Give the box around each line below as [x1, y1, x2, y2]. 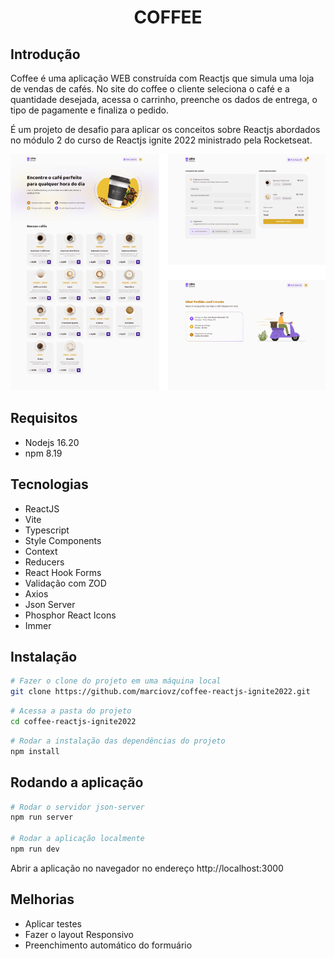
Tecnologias [10, 476, 89, 493]
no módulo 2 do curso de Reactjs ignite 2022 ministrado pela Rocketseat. [10, 134, 313, 146]
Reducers [24, 556, 65, 568]
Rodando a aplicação [10, 774, 144, 791]
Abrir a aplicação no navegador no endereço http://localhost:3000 [10, 862, 284, 874]
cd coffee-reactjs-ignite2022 [10, 717, 137, 727]
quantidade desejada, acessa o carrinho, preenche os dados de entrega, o [10, 94, 318, 105]
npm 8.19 [24, 447, 63, 459]
